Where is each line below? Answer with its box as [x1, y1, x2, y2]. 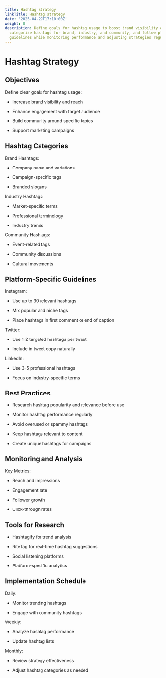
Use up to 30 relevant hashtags [12, 298, 77, 304]
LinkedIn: [5, 355, 24, 361]
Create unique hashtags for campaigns [12, 441, 92, 447]
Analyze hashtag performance [12, 628, 74, 634]
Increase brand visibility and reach [12, 99, 83, 105]
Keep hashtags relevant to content [12, 431, 83, 437]
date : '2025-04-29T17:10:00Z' [5, 16, 68, 21]
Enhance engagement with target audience [12, 108, 100, 114]
